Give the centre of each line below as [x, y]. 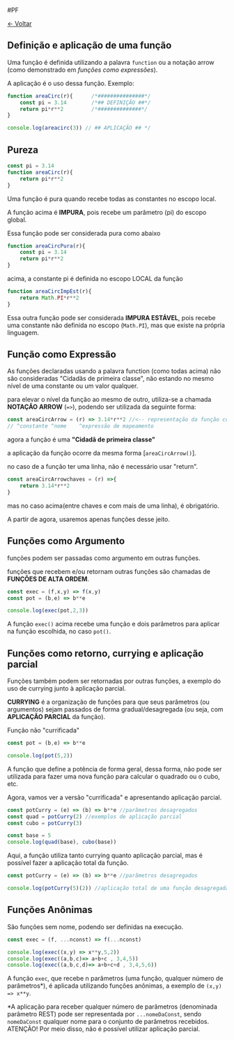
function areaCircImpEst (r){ [49, 292]
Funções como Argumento [66, 541]
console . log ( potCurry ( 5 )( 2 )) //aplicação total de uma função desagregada [118, 889]
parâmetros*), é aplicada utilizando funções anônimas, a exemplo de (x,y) [115, 986]
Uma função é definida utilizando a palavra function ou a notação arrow [111, 62]
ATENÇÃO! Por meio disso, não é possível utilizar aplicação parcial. [104, 1029]
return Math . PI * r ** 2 [49, 298]
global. [17, 220]
